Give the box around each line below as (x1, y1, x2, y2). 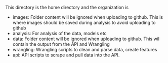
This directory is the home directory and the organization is (5, 5, 129, 10)
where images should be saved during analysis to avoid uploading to (12, 20, 156, 25)
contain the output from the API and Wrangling (12, 41, 110, 47)
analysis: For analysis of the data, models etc (12, 30, 107, 36)
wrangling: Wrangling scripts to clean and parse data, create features (12, 47, 157, 52)
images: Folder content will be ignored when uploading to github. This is (12, 14, 163, 20)
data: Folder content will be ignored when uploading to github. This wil (12, 36, 159, 42)
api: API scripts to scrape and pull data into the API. (12, 52, 120, 58)
